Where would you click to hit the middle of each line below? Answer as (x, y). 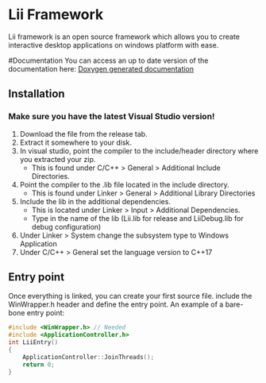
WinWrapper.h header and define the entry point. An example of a (116, 304)
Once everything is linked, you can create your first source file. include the (130, 296)
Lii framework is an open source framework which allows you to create (124, 37)
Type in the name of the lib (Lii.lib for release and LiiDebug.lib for (137, 218)
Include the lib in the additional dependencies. (95, 201)
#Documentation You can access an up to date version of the (108, 60)
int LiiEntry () (33, 342)
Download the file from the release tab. (84, 133)
